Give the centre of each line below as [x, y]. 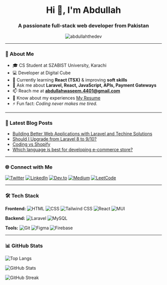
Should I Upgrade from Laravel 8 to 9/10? [54, 139]
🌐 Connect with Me [29, 167]
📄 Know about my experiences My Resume [56, 98]
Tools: [12, 228]
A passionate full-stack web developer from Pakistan [83, 26]
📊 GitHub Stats [24, 246]
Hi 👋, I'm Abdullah [83, 10]
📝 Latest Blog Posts [29, 123]
